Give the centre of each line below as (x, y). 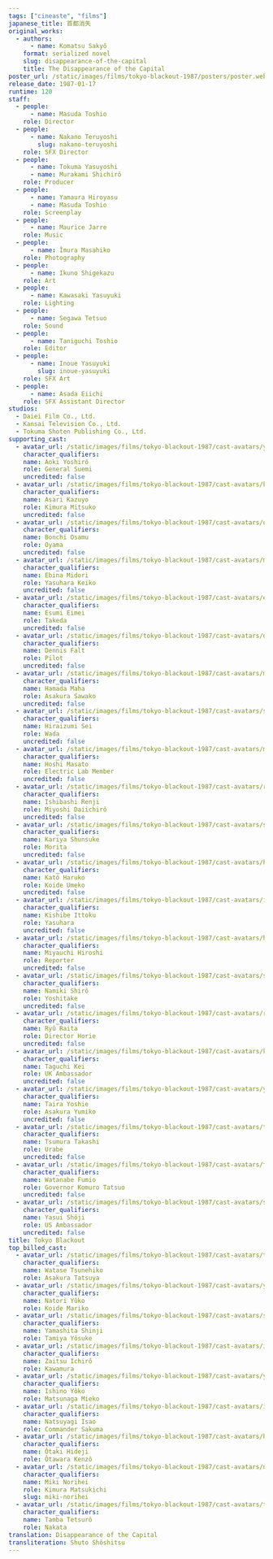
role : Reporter (49, 961)
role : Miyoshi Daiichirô (65, 810)
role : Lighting (49, 303)
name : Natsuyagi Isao (59, 1422)
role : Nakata (45, 1527)
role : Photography (54, 258)
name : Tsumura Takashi (61, 1142)
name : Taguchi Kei (54, 1066)
